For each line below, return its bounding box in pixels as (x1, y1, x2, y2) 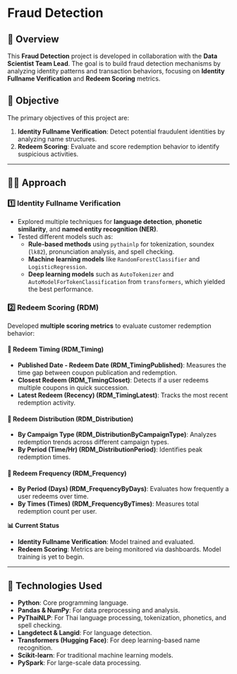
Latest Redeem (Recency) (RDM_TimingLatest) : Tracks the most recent (17, 391, 229, 399)
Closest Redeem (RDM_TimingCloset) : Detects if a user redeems (17, 376, 209, 384)
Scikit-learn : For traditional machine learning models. (17, 651, 174, 660)
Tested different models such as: (17, 232, 114, 241)
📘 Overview (7, 33, 59, 45)
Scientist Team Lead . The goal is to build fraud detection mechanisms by (7, 59, 221, 68)
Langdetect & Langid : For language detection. (17, 629, 152, 637)
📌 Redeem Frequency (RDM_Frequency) (7, 468, 127, 478)
